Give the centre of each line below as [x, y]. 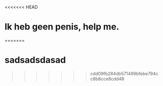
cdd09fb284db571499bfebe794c [124, 73]
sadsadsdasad [35, 60]
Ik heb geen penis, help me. [62, 27]
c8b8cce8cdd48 [107, 79]
